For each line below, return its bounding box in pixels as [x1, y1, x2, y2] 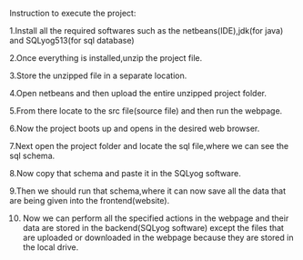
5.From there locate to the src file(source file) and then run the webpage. [9, 105, 283, 116]
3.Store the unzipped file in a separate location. [9, 70, 187, 81]
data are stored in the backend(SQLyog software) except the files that [22, 223, 285, 233]
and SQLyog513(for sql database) [9, 35, 135, 45]
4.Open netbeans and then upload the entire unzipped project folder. [9, 88, 267, 98]
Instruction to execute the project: [9, 8, 136, 18]
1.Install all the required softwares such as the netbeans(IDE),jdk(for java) [9, 25, 284, 35]
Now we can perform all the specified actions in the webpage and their [22, 213, 289, 224]
